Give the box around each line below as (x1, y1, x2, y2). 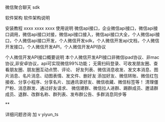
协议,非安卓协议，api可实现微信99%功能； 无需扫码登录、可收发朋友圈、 (5, 61, 154, 66)
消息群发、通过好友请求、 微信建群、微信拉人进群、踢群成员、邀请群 (18, 85, 159, 91)
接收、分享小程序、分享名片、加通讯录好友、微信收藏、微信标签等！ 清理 (5, 79, 154, 85)
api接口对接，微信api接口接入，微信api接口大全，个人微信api (31, 32, 156, 37)
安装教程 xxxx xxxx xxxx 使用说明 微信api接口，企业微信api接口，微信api (5, 25, 154, 31)
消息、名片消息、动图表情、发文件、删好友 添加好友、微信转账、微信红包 (9, 73, 159, 79)
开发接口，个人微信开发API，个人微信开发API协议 (5, 44, 106, 49)
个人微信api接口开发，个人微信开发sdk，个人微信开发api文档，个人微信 (13, 38, 160, 43)
